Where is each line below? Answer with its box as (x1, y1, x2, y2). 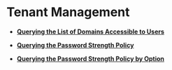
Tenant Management (6, 4, 130, 20)
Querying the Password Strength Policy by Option (16, 54, 165, 63)
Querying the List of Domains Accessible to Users (16, 27, 165, 36)
